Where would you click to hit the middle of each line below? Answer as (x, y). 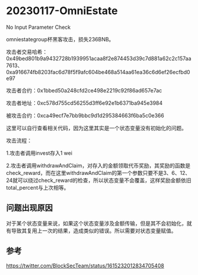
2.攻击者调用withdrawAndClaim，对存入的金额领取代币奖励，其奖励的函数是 (98, 165)
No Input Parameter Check (38, 27)
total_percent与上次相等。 (38, 187)
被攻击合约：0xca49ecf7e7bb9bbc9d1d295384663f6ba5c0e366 (85, 115)
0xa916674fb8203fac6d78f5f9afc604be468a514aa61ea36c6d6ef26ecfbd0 (98, 72)
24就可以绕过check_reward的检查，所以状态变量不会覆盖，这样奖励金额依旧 (99, 180)
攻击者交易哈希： (27, 52)
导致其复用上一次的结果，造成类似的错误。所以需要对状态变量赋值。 (94, 230)
